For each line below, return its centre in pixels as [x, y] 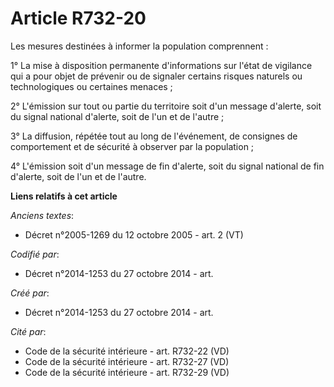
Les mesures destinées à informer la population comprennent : [139, 46]
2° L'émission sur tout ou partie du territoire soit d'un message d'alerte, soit [166, 106]
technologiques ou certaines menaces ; [91, 86]
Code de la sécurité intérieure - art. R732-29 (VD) [127, 372]
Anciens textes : [42, 215]
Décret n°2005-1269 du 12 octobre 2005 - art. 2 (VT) [134, 234]
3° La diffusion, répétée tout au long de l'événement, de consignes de [154, 136]
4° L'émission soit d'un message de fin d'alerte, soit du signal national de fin [167, 166]
